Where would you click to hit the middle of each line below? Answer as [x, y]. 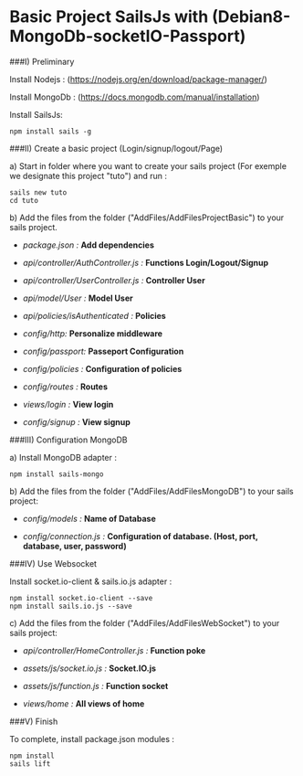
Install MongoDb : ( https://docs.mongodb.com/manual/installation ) [135, 97]
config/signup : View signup [76, 421]
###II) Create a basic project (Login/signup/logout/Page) [116, 148]
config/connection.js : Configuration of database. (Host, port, [140, 536]
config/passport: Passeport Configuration [103, 351]
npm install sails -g [51, 131]
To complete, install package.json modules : [92, 739]
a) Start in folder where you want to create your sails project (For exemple [148, 165]
